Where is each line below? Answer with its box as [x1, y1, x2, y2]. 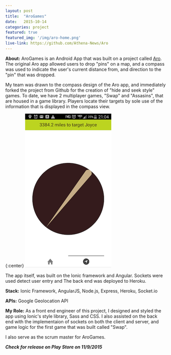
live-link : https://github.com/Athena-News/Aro [5, 41, 109, 46]
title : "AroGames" [5, 13, 47, 19]
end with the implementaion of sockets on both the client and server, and [5, 318, 159, 325]
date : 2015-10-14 [5, 19, 47, 24]
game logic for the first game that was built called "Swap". [5, 324, 128, 330]
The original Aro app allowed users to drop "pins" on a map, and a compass [5, 60, 165, 67]
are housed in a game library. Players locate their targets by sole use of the [5, 98, 163, 104]
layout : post [5, 8, 33, 13]
